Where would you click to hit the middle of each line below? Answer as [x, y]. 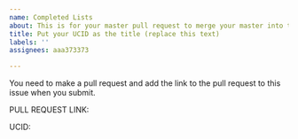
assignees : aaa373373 [49, 50]
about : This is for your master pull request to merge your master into [146, 26]
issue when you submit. [52, 93]
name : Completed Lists [51, 17]
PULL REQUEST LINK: [49, 110]
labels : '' [29, 42]
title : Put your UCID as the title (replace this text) [114, 34]
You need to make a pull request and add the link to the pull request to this [145, 83]
